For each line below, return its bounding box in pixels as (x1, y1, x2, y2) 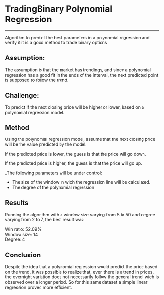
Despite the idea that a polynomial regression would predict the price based (5, 264, 158, 269)
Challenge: (5, 91, 39, 99)
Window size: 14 (5, 232, 38, 237)
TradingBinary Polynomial (5, 3, 113, 15)
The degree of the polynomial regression (12, 184, 94, 191)
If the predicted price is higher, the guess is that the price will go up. (5, 160, 143, 166)
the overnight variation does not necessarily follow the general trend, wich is (5, 274, 159, 280)
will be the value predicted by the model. (5, 141, 87, 147)
